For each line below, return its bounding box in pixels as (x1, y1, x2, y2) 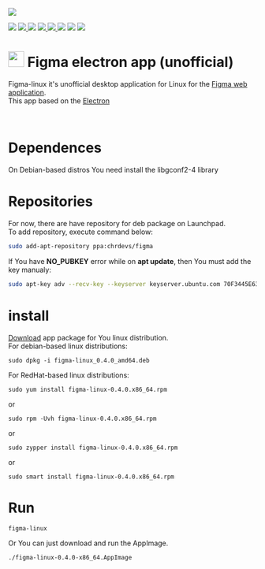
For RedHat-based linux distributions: (8, 370, 130, 380)
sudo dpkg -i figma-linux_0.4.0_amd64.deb (8, 356, 150, 364)
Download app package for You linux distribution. (8, 333, 169, 342)
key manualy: (8, 265, 51, 274)
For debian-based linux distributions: (8, 341, 128, 351)
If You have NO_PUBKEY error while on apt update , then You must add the (8, 256, 252, 266)
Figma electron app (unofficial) (27, 54, 234, 71)
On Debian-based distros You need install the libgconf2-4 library (8, 165, 219, 174)
